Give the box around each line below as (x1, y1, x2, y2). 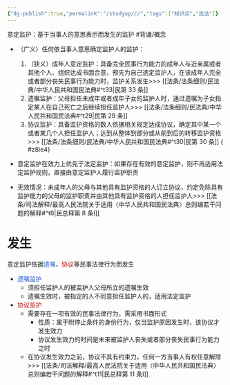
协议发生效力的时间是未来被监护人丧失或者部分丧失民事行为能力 (37, 335, 220, 343)
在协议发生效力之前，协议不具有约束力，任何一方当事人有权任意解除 (27, 352, 222, 361)
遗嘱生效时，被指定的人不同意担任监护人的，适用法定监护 (27, 292, 191, 300)
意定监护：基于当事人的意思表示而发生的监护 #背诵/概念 (7, 30, 166, 38)
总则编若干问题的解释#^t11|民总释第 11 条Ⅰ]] (27, 370, 148, 378)
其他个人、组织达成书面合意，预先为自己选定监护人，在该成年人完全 (27, 68, 222, 76)
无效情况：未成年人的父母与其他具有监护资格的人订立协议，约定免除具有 (17, 183, 223, 191)
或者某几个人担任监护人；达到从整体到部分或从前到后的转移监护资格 (27, 129, 222, 137)
